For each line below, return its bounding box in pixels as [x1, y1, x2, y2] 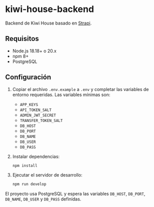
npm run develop [12, 181, 46, 187]
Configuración [5, 73, 51, 81]
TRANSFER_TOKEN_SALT [19, 118, 63, 123]
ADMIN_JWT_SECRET [19, 112, 56, 118]
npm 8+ [12, 53, 29, 59]
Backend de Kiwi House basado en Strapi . [5, 20, 92, 26]
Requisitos [5, 34, 39, 43]
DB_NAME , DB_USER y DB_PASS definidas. [5, 196, 81, 202]
